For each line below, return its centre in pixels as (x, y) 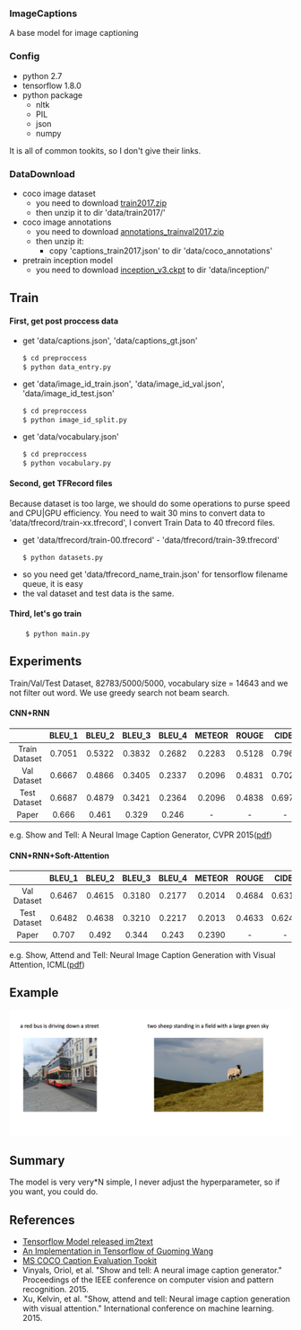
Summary (37, 1161)
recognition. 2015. (56, 1290)
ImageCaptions (43, 13)
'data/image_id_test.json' (68, 394)
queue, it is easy (52, 583)
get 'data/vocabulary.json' (70, 437)
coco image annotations (67, 222)
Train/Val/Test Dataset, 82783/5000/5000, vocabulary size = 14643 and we (149, 683)
